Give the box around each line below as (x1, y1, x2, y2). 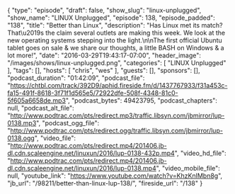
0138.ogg (7, 134, 35, 142)
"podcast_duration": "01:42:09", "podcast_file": (7, 74, 145, 82)
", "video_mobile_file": (156, 164, 221, 172)
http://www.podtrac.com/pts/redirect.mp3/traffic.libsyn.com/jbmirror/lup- (10, 111, 225, 120)
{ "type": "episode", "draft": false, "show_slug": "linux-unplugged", (7, 6, 202, 14)
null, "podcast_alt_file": (7, 104, 74, 112)
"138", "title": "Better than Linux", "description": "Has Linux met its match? (7, 21, 223, 29)
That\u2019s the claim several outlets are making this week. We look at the (7, 28, 226, 37)
